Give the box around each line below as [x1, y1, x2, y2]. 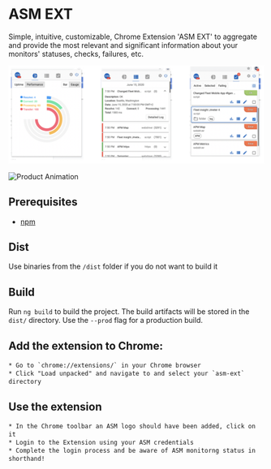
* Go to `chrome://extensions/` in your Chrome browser [8, 362, 201, 370]
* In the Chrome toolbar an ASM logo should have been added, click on [8, 422, 256, 430]
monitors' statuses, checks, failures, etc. [8, 49, 144, 58]
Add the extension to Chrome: [8, 338, 164, 353]
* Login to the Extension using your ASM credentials [8, 438, 195, 446]
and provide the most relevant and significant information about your [8, 40, 238, 49]
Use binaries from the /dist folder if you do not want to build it [8, 261, 218, 272]
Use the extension [8, 399, 102, 414]
